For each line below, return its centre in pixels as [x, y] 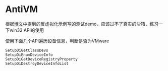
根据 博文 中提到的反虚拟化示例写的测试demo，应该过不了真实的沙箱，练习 [82, 24]
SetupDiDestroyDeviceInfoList [37, 63]
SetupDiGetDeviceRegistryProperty [42, 59]
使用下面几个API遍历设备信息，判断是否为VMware [57, 41]
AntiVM [22, 9]
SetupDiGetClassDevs [27, 50]
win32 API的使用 [27, 30]
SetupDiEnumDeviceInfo [29, 55]
